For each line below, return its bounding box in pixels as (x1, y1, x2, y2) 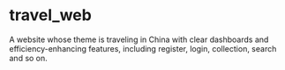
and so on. (9, 52, 49, 63)
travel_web (9, 5, 93, 25)
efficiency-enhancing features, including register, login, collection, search (9, 43, 277, 53)
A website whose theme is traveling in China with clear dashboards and (9, 34, 269, 45)
